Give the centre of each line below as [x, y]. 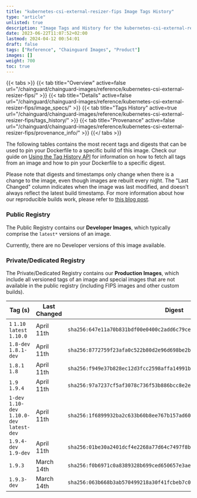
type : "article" [26, 17]
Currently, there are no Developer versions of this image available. [86, 245]
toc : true [18, 66]
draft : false [22, 45]
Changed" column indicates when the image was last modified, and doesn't [97, 187]
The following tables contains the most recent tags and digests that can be [96, 144]
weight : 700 [21, 61]
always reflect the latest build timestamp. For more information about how [95, 193]
